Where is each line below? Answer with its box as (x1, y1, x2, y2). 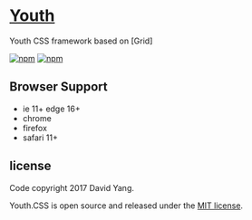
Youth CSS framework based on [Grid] (9, 35, 153, 46)
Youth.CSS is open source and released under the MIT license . (9, 200, 243, 211)
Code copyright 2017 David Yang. (9, 182, 134, 193)
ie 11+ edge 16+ (22, 103, 81, 114)
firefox (22, 122, 48, 133)
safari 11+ (22, 132, 59, 143)
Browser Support (9, 79, 109, 95)
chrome (22, 112, 52, 123)
